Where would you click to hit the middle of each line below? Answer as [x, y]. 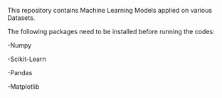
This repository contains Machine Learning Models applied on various [110, 10]
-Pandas [20, 73]
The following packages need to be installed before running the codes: [111, 32]
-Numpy [20, 45]
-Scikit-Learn [27, 59]
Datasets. [21, 18]
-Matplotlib [23, 87]
